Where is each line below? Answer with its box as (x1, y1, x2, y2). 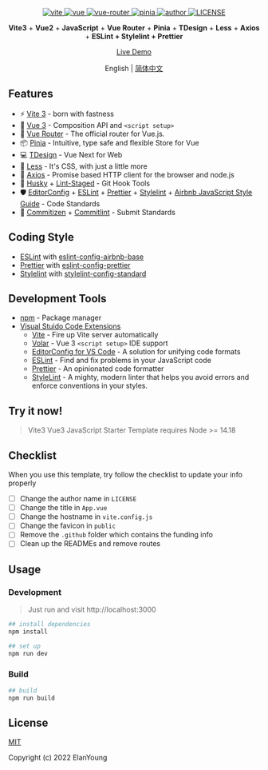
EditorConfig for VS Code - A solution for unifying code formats (31, 347, 241, 357)
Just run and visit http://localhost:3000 (27, 604, 157, 615)
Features (8, 87, 53, 101)
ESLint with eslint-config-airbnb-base (19, 252, 144, 261)
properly (8, 478, 37, 488)
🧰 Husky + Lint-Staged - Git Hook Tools (19, 178, 150, 188)
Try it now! (8, 404, 63, 417)
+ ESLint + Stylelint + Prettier (85, 32, 183, 41)
